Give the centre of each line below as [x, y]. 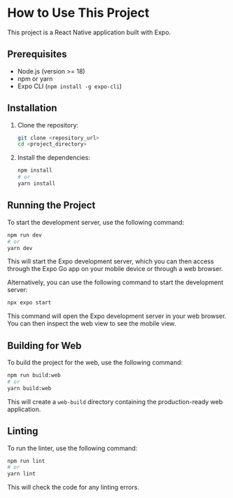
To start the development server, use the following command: [96, 222]
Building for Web [44, 346]
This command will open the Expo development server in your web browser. [117, 316]
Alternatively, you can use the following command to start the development [115, 282]
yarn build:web [29, 388]
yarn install [36, 184]
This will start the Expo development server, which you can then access [111, 261]
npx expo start [29, 303]
